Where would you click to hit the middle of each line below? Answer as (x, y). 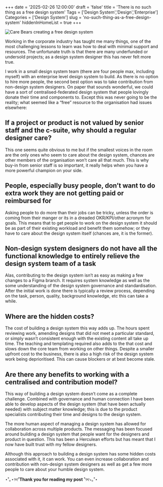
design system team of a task (51, 264)
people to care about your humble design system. (55, 470)
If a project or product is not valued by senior (74, 123)
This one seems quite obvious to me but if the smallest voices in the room (79, 150)
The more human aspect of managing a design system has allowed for (76, 424)
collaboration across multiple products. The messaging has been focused (79, 429)
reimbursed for (28, 201)
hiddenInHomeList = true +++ (52, 22)
